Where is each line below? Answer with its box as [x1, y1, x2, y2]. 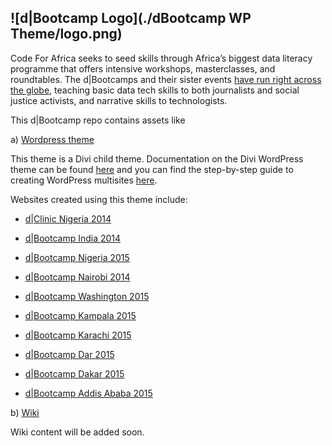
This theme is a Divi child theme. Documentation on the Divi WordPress [10, 152, 304, 165]
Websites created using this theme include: [10, 193, 188, 205]
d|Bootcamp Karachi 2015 [24, 329, 132, 341]
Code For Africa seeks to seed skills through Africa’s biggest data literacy [10, 52, 313, 64]
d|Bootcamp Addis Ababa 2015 [24, 387, 153, 399]
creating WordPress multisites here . [10, 174, 158, 186]
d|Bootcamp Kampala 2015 [24, 309, 137, 321]
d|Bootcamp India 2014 [24, 232, 122, 244]
